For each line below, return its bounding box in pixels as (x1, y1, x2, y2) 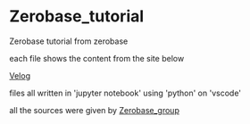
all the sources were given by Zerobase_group (9, 104, 180, 115)
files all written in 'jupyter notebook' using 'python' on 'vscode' (9, 87, 242, 98)
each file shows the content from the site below (9, 53, 185, 63)
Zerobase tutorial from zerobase (9, 36, 129, 46)
